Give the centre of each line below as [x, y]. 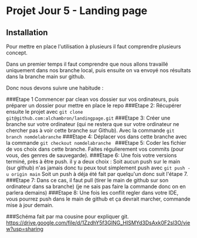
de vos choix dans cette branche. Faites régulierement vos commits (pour [95, 149]
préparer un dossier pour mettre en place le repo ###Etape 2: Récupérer [94, 106]
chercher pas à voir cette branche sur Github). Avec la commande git [90, 130]
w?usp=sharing [25, 229]
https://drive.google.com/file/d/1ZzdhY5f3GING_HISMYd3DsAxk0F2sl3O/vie [98, 223]
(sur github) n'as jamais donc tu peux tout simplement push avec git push [96, 168]
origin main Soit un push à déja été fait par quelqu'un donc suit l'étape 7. [100, 174]
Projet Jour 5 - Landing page [77, 11]
